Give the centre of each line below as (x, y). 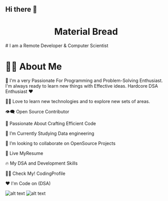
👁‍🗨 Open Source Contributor (37, 112)
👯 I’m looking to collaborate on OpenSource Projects (60, 144)
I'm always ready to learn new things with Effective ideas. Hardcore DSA (82, 86)
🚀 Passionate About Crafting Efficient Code (51, 124)
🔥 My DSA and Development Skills (41, 163)
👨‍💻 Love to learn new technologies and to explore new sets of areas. (78, 102)
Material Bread (86, 32)
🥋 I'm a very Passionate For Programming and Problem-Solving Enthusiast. (84, 81)
